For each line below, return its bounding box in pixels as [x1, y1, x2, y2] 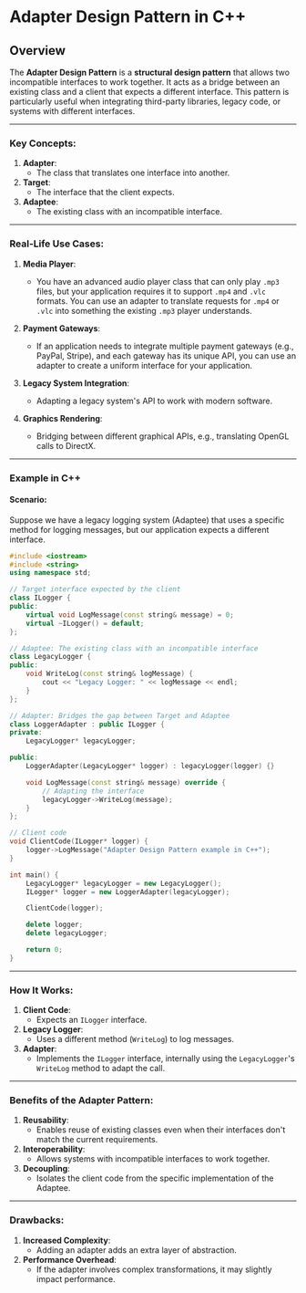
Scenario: [9, 495, 47, 506]
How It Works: [9, 984, 74, 996]
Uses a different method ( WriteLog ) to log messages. [36, 1034, 235, 1045]
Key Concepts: [9, 137, 76, 150]
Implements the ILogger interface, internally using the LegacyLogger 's [36, 1053, 295, 1064]
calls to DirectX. [36, 440, 97, 451]
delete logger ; [25, 920, 84, 930]
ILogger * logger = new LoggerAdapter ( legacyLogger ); [25, 887, 230, 896]
